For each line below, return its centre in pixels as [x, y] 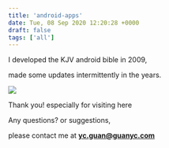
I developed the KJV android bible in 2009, [78, 60]
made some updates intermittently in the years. [85, 75]
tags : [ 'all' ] [32, 37]
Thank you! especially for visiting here [70, 105]
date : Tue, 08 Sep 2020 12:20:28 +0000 [74, 23]
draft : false [30, 30]
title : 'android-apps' [45, 15]
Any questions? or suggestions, [60, 120]
